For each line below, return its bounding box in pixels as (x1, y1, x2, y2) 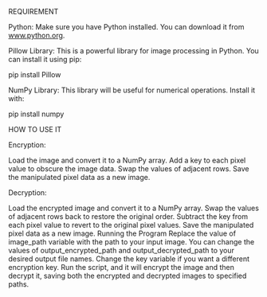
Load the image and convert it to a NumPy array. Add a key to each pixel (8, 155, 246, 165)
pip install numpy (8, 109, 65, 119)
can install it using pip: (8, 55, 82, 64)
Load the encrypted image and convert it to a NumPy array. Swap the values (8, 203, 259, 213)
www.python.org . (8, 31, 65, 40)
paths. (8, 279, 29, 289)
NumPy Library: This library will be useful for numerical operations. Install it (8, 85, 256, 95)
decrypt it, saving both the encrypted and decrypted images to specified (8, 271, 247, 280)
